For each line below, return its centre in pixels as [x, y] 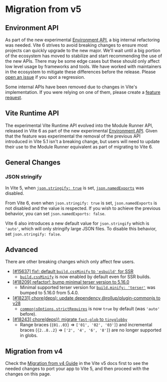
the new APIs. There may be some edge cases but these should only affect [82, 61]
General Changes [33, 162]
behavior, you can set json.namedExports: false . [55, 213]
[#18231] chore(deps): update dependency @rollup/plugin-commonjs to [86, 298]
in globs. [29, 335]
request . [14, 97]
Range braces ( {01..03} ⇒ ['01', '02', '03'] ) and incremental [86, 325]
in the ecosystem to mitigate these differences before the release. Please [80, 72]
